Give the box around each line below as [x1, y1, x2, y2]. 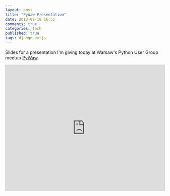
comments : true [5, 21, 37, 27]
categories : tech [5, 26, 42, 31]
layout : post [5, 7, 33, 13]
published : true [5, 31, 39, 36]
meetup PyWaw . [5, 54, 39, 60]
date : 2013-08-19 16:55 [5, 17, 55, 22]
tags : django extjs [5, 36, 46, 41]
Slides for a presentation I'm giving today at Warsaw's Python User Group [5, 49, 158, 55]
